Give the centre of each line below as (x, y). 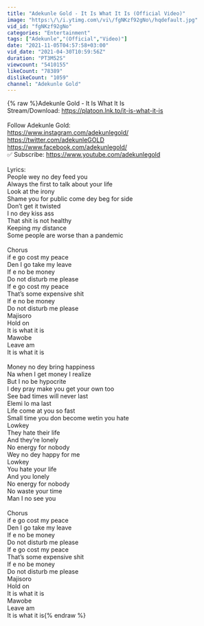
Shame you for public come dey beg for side (70, 199)
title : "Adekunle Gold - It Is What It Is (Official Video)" (97, 13)
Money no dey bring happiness (51, 367)
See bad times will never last (47, 396)
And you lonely (29, 477)
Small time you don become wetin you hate (68, 418)
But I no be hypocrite (37, 382)
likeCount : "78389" (35, 71)
